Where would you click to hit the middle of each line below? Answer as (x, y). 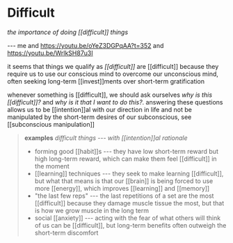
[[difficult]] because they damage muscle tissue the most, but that (129, 203)
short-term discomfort (66, 233)
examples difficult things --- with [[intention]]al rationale (106, 138)
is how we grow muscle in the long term (92, 210)
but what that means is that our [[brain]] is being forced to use (124, 181)
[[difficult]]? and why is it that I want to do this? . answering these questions (115, 102)
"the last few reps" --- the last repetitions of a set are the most (124, 196)
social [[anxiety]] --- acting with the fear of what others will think (128, 218)
